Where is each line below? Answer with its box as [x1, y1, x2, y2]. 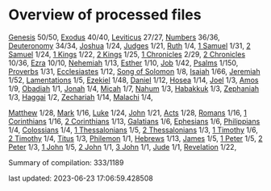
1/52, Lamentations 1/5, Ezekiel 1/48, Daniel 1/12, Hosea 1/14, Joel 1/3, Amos [8, 75, 259, 85]
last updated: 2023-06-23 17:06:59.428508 [8, 173, 153, 183]
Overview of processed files [8, 6, 202, 24]
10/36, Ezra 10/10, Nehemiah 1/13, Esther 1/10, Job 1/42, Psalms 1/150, [8, 58, 239, 68]
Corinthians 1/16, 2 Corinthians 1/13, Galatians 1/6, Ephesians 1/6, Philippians [8, 116, 261, 126]
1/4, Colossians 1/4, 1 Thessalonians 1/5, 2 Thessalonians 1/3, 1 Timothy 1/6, [8, 125, 258, 135]
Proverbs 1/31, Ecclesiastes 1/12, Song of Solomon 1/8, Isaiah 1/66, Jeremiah [8, 66, 261, 76]
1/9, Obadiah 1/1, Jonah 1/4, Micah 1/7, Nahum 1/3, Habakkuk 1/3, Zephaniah [8, 83, 260, 93]
